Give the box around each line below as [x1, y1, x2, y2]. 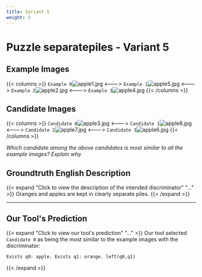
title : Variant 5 [6, 8, 50, 15]
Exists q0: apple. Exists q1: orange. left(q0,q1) [6, 254, 136, 260]
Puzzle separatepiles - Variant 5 [6, 40, 170, 54]
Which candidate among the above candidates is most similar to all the [6, 144, 183, 151]
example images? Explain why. [6, 151, 83, 158]
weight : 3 [6, 14, 31, 20]
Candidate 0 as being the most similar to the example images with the [6, 236, 179, 243]
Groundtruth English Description [6, 168, 131, 178]
